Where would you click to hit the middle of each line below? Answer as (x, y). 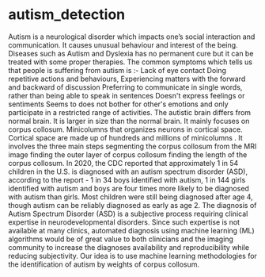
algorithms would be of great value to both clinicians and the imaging (121, 239)
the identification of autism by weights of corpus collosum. (104, 264)
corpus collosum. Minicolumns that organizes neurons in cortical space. (125, 129)
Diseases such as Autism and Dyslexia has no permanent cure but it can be (131, 53)
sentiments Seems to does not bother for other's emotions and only (118, 104)
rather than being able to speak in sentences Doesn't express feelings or (127, 95)
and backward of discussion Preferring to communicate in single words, (125, 87)
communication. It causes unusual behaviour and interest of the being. (123, 44)
